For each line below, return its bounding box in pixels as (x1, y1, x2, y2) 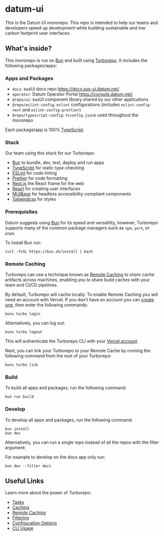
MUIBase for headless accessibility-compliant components (12, 191, 131, 197)
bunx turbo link (5, 362, 38, 367)
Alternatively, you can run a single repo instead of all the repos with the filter (5, 439, 159, 445)
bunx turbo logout (5, 329, 43, 334)
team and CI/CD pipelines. (5, 282, 58, 288)
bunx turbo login (5, 311, 41, 316)
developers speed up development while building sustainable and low (5, 25, 146, 30)
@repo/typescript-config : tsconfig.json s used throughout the (12, 112, 139, 118)
